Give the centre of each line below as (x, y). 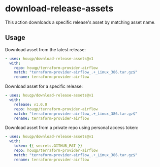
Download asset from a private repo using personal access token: (72, 128)
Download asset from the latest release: (46, 49)
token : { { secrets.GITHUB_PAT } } (48, 146)
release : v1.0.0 (31, 104)
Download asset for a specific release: (44, 86)
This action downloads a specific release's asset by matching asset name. (80, 22)
